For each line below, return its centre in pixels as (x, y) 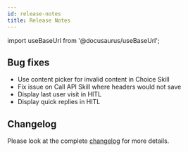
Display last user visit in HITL (59, 94)
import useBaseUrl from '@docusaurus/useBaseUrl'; (83, 40)
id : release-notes (34, 14)
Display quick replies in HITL (59, 102)
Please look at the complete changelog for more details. (88, 141)
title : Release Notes (39, 20)
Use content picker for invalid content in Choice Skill (94, 80)
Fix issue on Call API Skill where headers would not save (99, 87)
